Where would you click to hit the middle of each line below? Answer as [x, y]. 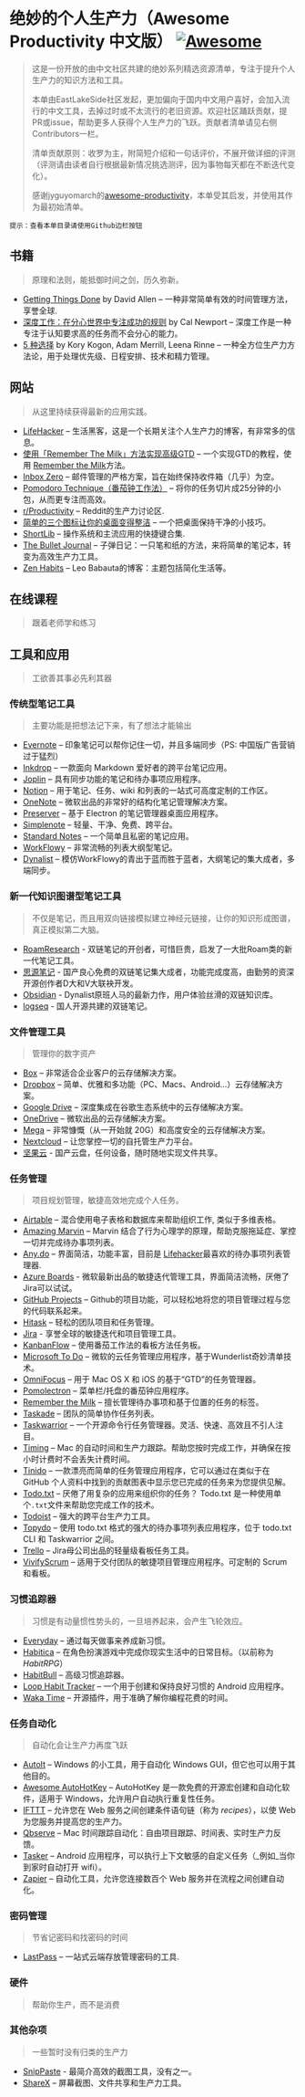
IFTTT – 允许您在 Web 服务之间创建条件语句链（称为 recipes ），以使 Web [159, 1809]
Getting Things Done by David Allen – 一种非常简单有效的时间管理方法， [158, 299]
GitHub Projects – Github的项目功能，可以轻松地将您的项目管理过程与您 [157, 1300]
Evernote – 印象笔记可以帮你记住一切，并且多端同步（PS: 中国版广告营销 [159, 745]
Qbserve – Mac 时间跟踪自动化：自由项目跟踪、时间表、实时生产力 [148, 1832]
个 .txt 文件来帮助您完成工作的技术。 [91, 1505]
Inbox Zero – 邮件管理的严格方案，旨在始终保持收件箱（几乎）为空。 [151, 477]
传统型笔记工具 [42, 704]
